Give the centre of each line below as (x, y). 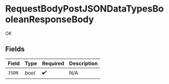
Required (53, 63)
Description (83, 63)
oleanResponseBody (50, 19)
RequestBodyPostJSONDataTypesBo (84, 9)
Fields (15, 49)
